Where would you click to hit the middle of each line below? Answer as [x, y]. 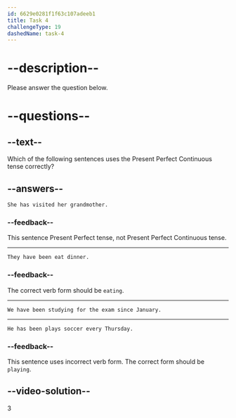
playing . [19, 369]
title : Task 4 [28, 20]
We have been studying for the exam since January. [84, 310]
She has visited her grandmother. [58, 205]
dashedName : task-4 [36, 33]
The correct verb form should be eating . [66, 290]
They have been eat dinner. [48, 258]
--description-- [53, 68]
